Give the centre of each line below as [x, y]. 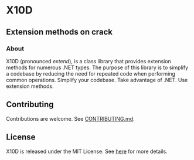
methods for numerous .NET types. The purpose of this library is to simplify [97, 67]
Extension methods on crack [59, 32]
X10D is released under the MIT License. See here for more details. [87, 151]
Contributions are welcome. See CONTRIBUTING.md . [70, 118]
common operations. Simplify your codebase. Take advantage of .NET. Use [97, 80]
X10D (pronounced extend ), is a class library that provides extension [89, 61]
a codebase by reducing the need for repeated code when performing [91, 73]
